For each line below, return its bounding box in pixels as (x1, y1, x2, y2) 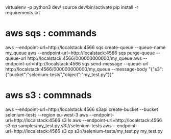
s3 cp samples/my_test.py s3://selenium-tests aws (5, 123, 112, 129)
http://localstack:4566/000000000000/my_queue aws (27, 55, 142, 61)
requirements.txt (5, 10, 40, 16)
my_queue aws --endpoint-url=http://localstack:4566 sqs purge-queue (5, 50, 155, 56)
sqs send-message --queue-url (82, 61, 149, 67)
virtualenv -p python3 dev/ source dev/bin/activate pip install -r (5, 4, 139, 10)
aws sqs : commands (5, 28, 97, 39)
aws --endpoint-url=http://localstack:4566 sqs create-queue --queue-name (5, 44, 166, 51)
